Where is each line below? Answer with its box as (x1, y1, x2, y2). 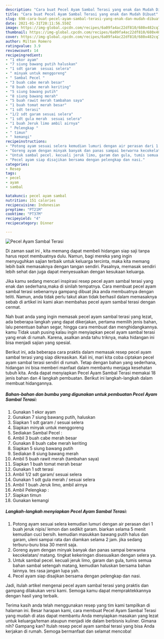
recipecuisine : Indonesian (5, 203, 60, 207)
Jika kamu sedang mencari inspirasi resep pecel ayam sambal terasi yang (5, 278, 154, 284)
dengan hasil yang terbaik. (5, 593, 59, 598)
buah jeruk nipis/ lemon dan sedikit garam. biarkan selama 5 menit (12, 526, 146, 532)
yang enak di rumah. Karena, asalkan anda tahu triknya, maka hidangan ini (5, 334, 155, 340)
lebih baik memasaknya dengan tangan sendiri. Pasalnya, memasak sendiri (5, 263, 156, 269)
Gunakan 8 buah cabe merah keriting (12, 440, 87, 446)
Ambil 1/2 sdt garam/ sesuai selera (12, 471, 82, 477)
